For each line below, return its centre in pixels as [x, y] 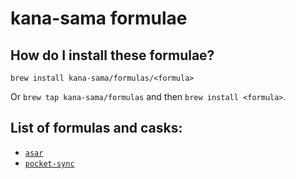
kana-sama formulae [99, 18]
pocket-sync [49, 163]
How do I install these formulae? [112, 55]
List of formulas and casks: [96, 128]
